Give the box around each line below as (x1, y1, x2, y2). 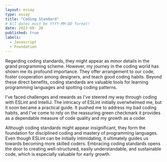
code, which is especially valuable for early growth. (5, 151, 111, 157)
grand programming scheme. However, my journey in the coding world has (5, 63, 159, 69)
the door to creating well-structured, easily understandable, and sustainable (5, 146, 162, 152)
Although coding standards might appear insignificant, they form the (5, 125, 146, 131)
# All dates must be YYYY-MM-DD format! (5, 21, 91, 26)
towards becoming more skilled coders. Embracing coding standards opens (5, 140, 161, 147)
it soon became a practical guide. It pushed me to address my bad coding (5, 104, 157, 110)
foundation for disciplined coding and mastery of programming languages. (5, 130, 158, 136)
